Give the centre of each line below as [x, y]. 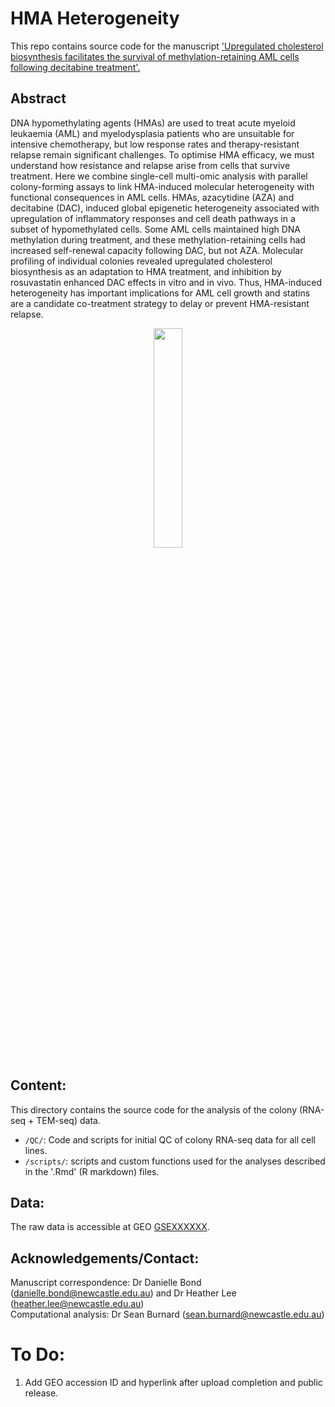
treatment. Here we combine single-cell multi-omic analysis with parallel [159, 176]
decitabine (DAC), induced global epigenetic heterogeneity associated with [165, 208]
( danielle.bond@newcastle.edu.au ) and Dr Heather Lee [123, 1293]
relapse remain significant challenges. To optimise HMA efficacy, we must [162, 154]
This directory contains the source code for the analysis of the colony [154, 1109]
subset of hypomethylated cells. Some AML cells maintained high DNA [155, 229]
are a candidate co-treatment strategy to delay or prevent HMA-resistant [160, 303]
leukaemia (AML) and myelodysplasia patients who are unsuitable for [152, 133]
